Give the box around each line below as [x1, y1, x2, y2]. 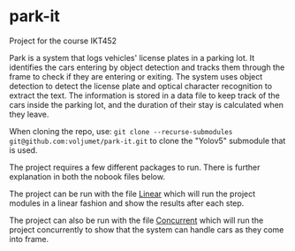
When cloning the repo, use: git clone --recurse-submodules [9, 125, 233, 136]
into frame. [9, 233, 49, 244]
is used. [9, 144, 38, 156]
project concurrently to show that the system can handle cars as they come [9, 224, 284, 235]
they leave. [9, 109, 49, 119]
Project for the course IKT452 [9, 35, 117, 46]
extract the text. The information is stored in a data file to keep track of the [9, 90, 280, 101]
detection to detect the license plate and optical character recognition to [9, 80, 272, 91]
